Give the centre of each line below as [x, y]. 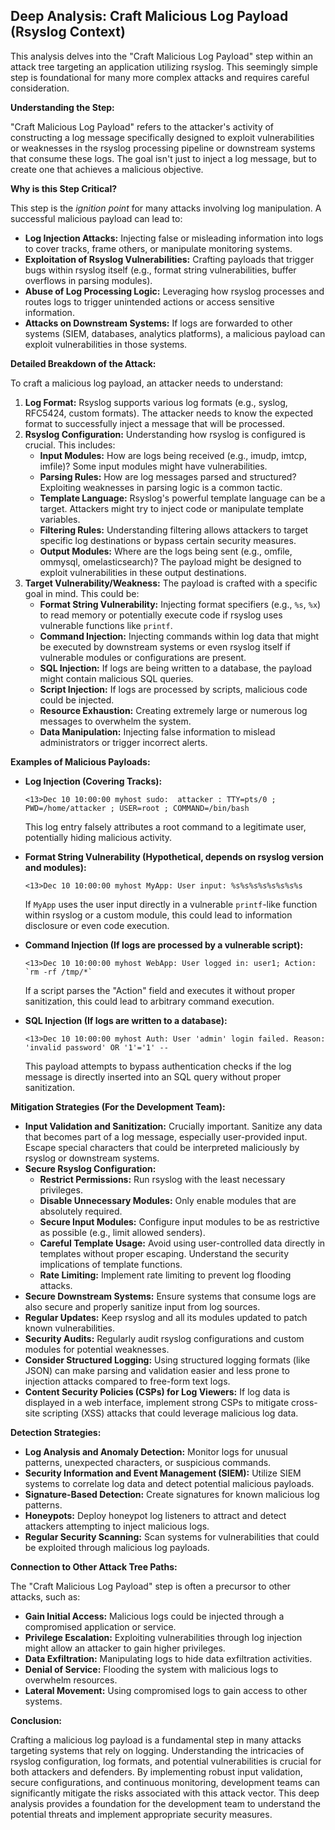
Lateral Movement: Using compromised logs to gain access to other [166, 1690]
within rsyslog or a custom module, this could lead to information [158, 915]
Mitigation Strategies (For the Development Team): [118, 1106]
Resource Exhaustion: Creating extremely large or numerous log [173, 710]
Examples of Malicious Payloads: [80, 761]
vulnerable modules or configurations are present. [143, 657]
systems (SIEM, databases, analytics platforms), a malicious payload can [175, 333]
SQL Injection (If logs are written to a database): [126, 1020]
